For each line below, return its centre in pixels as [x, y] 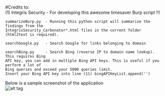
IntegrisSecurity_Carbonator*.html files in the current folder [73, 30]
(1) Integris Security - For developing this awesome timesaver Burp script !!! [83, 12]
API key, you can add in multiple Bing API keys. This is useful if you [82, 61]
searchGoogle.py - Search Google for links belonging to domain [76, 43]
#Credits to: [17, 7]
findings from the [24, 26]
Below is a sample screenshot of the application [54, 83]
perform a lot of [23, 65]
